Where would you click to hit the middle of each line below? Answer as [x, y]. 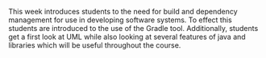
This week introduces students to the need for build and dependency [123, 12]
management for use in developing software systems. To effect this [120, 20]
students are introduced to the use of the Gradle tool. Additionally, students [133, 28]
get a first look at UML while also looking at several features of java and [127, 37]
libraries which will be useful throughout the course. [95, 45]
